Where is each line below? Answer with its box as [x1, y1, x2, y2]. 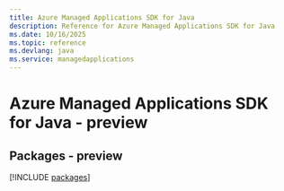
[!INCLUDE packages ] [9, 172, 91, 182]
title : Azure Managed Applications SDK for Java [9, 13, 195, 22]
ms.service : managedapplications [9, 55, 135, 64]
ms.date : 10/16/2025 [9, 30, 87, 39]
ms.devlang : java [9, 47, 75, 56]
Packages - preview [9, 148, 123, 163]
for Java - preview [9, 113, 148, 133]
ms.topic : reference [9, 38, 87, 48]
